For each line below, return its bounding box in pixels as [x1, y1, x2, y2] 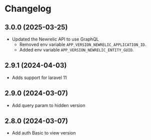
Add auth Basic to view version [11, 130, 76, 136]
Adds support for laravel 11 [11, 74, 67, 80]
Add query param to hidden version [11, 102, 85, 108]
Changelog [4, 3, 51, 14]
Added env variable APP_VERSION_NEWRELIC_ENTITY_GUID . [19, 47, 134, 52]
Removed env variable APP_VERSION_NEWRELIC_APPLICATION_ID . [19, 41, 146, 47]
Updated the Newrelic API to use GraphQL [11, 36, 99, 42]
